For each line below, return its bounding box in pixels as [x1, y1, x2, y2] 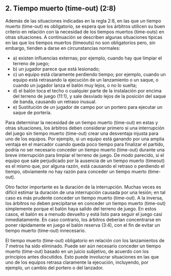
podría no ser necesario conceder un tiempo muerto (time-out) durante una [5, 146, 165, 153]
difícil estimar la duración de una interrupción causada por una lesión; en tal [5, 189, 166, 195]
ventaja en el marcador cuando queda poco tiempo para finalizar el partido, [5, 141, 165, 147]
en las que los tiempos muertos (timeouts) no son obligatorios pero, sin [5, 40, 156, 46]
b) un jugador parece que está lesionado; [12, 66, 100, 72]
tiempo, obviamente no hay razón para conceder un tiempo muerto [5, 168, 147, 174]
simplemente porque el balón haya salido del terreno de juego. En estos [5, 205, 157, 212]
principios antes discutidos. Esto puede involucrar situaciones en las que [5, 253, 159, 260]
